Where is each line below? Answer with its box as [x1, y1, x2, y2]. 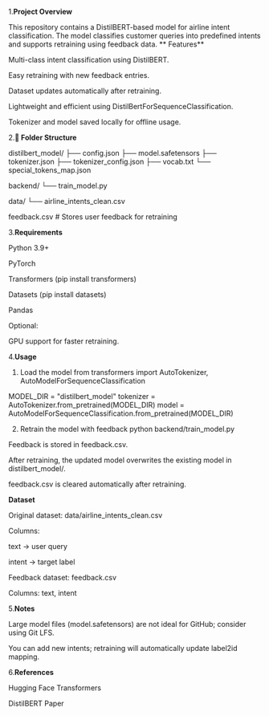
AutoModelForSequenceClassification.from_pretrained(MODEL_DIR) [8, 409, 234, 418]
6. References [8, 668, 55, 677]
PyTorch [8, 258, 36, 268]
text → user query [8, 542, 68, 551]
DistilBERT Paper [8, 698, 64, 708]
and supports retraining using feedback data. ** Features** [8, 39, 205, 49]
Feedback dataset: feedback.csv [8, 573, 117, 582]
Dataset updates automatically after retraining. [8, 86, 162, 96]
